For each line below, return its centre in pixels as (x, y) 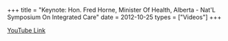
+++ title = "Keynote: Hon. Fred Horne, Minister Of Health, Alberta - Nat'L (111, 10)
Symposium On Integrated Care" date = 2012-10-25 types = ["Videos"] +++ (114, 17)
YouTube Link (27, 30)
